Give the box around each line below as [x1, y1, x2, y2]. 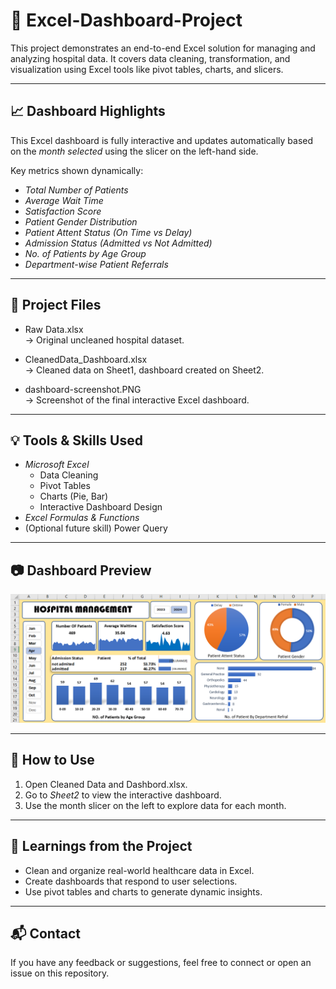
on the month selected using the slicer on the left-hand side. [10, 145, 259, 157]
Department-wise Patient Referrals [24, 258, 169, 270]
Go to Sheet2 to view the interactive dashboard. [24, 789, 222, 801]
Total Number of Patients [24, 184, 129, 196]
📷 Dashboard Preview [10, 562, 152, 579]
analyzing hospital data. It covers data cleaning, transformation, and [10, 52, 291, 64]
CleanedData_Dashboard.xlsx [24, 353, 148, 365]
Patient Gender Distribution [24, 215, 138, 228]
